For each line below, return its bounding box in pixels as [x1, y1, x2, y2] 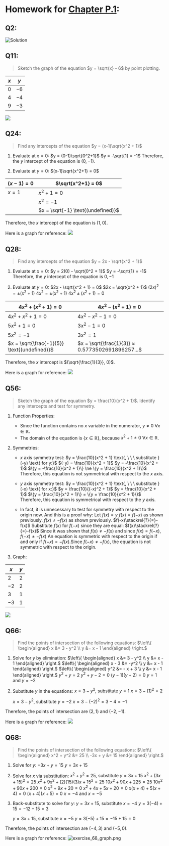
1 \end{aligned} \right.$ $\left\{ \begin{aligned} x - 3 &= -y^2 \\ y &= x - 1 [12, 660, 163, 666]
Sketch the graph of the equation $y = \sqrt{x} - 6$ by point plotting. [17, 65, 160, 71]
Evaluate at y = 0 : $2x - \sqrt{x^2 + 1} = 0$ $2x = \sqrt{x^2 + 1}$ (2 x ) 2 [12, 283, 159, 290]
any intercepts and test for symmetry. [17, 403, 96, 409]
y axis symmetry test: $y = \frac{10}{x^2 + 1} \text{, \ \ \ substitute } [20, 480, 160, 486]
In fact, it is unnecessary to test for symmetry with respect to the [20, 507, 154, 513]
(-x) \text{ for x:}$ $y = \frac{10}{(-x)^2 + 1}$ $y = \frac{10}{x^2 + [20, 486, 157, 492]
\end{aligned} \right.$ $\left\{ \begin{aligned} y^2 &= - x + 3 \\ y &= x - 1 [12, 666, 162, 672]
